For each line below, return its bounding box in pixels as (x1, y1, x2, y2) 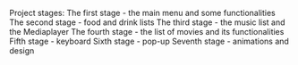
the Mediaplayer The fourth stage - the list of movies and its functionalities (9, 27, 285, 37)
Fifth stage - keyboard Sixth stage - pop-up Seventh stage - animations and (9, 36, 289, 46)
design (9, 45, 35, 56)
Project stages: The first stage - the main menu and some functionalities (9, 8, 276, 18)
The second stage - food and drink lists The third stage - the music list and (9, 17, 285, 28)
